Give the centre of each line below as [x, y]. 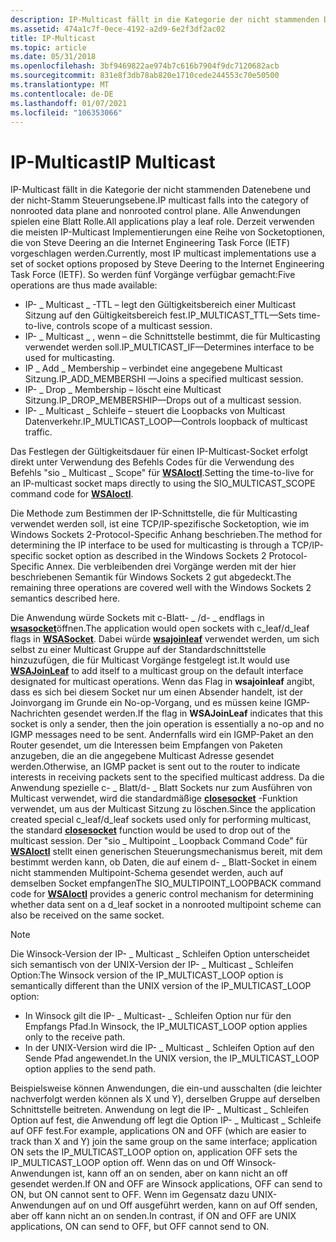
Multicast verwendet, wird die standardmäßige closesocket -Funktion [154, 798]
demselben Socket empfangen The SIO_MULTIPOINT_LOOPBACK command [166, 883]
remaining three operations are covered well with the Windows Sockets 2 [161, 588]
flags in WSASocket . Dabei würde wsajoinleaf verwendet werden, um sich [165, 639]
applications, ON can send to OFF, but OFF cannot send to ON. [140, 1227]
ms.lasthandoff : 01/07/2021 [69, 103]
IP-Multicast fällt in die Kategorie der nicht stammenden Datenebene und [161, 190]
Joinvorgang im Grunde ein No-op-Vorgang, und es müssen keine [146, 703]
